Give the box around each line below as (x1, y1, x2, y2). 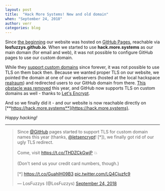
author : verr (5, 21, 32, 26)
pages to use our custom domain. (5, 55, 73, 61)
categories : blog (5, 26, 41, 31)
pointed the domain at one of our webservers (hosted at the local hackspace (5, 75, 160, 81)
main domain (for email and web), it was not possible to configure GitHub (5, 50, 153, 56)
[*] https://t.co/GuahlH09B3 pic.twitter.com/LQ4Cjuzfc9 (17, 171, 131, 177)
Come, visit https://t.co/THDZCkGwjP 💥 (17, 150, 98, 156)
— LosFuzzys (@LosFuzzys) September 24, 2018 (17, 181, 117, 187)
